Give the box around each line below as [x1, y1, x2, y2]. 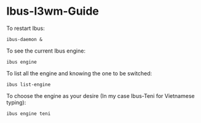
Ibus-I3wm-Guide [6, 4, 100, 18]
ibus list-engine [6, 81, 51, 88]
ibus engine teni [6, 110, 51, 117]
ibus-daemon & [6, 36, 43, 42]
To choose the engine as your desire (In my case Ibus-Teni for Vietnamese [6, 92, 195, 99]
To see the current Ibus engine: [6, 47, 86, 54]
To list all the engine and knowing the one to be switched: [6, 69, 152, 77]
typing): [6, 99, 26, 106]
